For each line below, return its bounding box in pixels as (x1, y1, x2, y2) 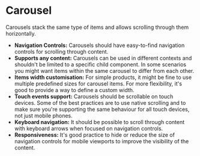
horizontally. (5, 30, 37, 37)
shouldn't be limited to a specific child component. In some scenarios (14, 61, 187, 68)
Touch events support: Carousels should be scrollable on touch (14, 93, 174, 100)
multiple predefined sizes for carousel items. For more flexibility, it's (14, 80, 183, 87)
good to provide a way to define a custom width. (14, 86, 135, 93)
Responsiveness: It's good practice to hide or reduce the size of (14, 131, 175, 139)
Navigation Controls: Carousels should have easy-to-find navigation (14, 42, 185, 49)
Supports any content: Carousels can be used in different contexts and (14, 54, 192, 61)
